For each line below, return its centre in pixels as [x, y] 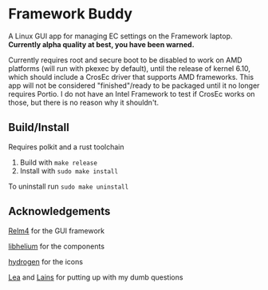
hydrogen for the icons [46, 261]
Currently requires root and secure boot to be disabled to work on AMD [125, 60]
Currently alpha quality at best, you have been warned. [101, 44]
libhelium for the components [57, 246]
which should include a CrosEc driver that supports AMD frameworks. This [131, 77]
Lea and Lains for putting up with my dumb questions [96, 277]
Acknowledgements [59, 211]
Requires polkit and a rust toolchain [67, 147]
